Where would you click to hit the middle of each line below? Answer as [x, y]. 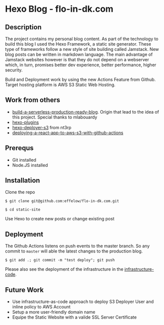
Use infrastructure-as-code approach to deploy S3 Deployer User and [83, 302]
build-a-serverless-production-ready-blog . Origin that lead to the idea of [85, 112]
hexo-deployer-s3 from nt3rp [42, 127]
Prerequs [19, 148]
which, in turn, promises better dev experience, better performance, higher [81, 65]
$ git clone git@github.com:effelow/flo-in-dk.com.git [62, 201]
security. [14, 70]
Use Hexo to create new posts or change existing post [60, 219]
